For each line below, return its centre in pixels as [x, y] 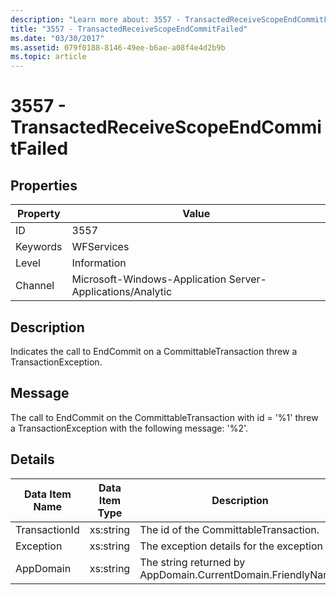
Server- [247, 279]
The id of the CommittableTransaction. [229, 529]
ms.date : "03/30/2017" [57, 38]
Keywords [39, 247]
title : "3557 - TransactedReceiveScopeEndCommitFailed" [129, 29]
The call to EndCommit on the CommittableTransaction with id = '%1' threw [164, 417]
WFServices [100, 247]
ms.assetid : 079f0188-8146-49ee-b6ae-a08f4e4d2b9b [118, 47]
